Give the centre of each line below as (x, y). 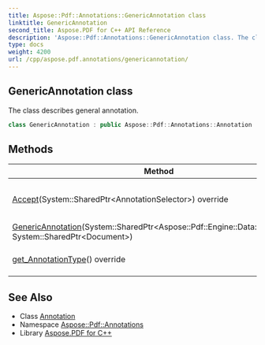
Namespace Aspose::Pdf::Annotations (82, 325)
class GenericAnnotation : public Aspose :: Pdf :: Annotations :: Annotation (130, 124)
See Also (30, 297)
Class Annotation (47, 317)
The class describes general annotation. (73, 110)
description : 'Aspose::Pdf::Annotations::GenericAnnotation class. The (128, 37)
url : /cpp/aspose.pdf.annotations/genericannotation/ (99, 60)
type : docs (26, 45)
